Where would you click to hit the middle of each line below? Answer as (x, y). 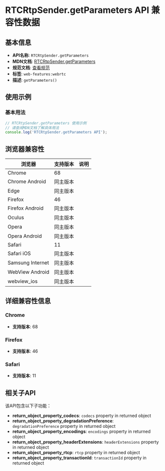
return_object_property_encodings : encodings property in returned (82, 431)
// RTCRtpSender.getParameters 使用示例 (46, 123)
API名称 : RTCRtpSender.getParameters (51, 55)
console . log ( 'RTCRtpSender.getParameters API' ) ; (56, 132)
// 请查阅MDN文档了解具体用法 (32, 128)
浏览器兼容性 (25, 149)
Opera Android (25, 236)
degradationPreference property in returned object (64, 426)
